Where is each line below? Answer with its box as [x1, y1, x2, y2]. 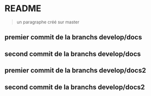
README [4, 3, 42, 14]
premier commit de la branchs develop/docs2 [4, 66, 146, 75]
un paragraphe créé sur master [16, 19, 80, 25]
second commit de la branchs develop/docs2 [4, 83, 145, 91]
